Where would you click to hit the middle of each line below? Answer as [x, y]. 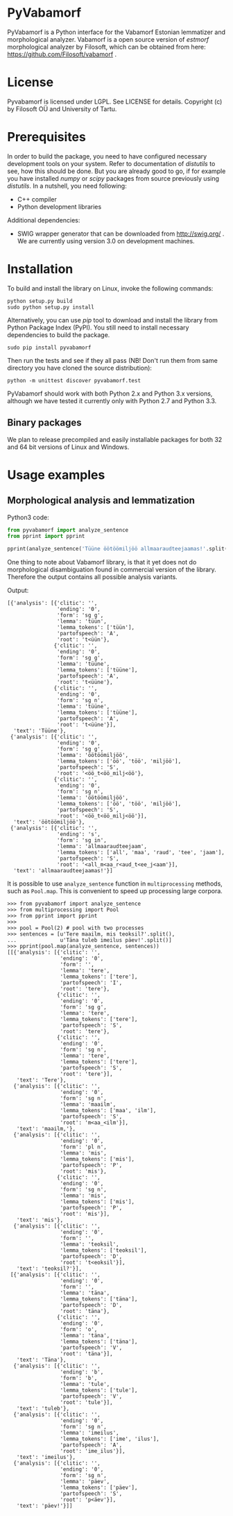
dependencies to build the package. [59, 334]
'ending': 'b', [82, 1372]
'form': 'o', [79, 1330]
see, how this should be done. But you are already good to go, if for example [116, 171]
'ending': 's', [78, 834]
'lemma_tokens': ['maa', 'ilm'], [108, 1111]
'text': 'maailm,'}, [46, 1129]
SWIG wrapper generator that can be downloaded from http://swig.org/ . [121, 234]
